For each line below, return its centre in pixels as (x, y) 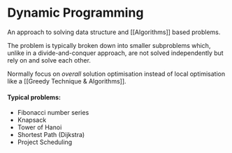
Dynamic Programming (75, 13)
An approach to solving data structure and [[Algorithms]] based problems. (114, 32)
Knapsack (32, 120)
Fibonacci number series (53, 113)
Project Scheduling (45, 142)
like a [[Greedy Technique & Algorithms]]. (67, 81)
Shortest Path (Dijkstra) (51, 135)
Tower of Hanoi (39, 127)
